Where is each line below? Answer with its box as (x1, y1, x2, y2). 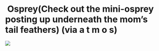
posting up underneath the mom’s (5, 14, 148, 25)
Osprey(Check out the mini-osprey (7, 3, 154, 15)
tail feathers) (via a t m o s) (5, 25, 118, 35)
